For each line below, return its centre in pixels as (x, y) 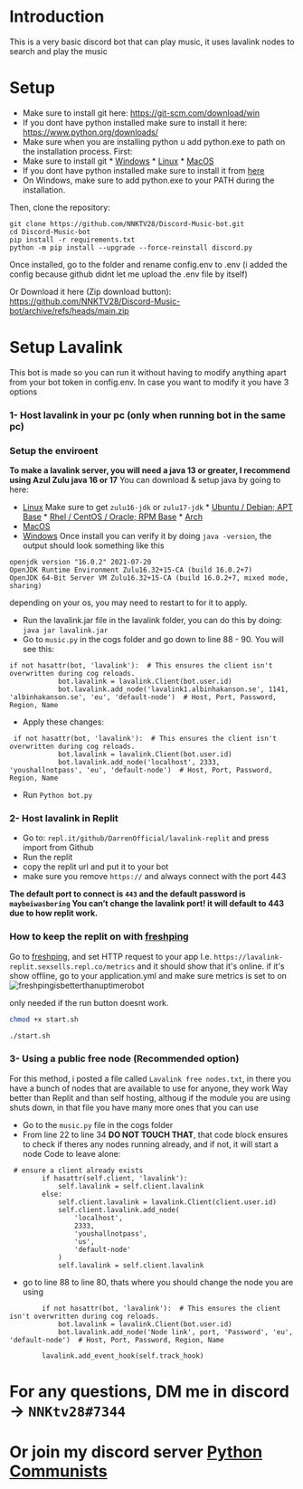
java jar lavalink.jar (65, 631)
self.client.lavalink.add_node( (118, 1209)
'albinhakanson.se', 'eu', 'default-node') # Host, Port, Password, (143, 697)
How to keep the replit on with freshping (99, 936)
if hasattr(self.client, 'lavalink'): (115, 1178)
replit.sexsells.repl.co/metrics (72, 967)
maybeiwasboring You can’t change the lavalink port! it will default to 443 (147, 904)
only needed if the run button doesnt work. (89, 1002)
